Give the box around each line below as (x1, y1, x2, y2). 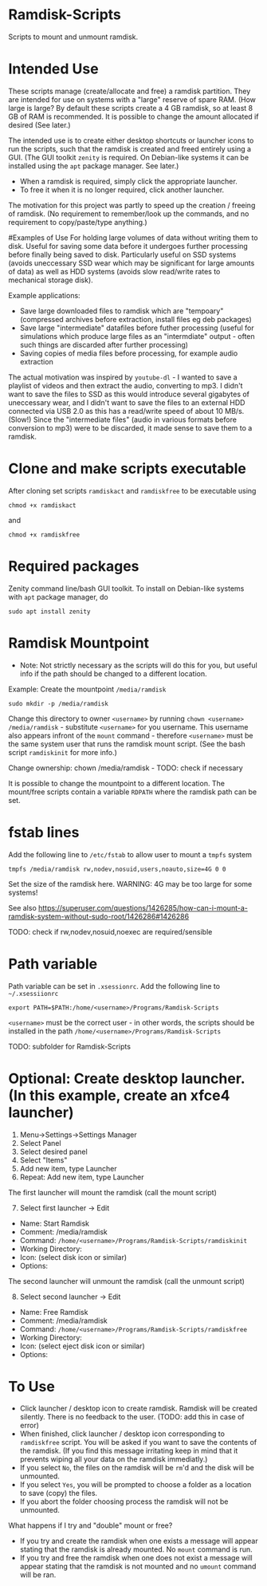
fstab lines (8, 823, 80, 841)
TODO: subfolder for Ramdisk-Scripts (8, 1041, 132, 1051)
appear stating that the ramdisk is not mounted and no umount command (19, 1561, 257, 1572)
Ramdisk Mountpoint (8, 634, 150, 651)
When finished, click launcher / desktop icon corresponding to (19, 1429, 226, 1438)
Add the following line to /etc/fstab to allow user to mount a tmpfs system (8, 849, 253, 859)
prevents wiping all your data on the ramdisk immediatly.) (19, 1454, 208, 1464)
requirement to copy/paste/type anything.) (8, 217, 147, 226)
